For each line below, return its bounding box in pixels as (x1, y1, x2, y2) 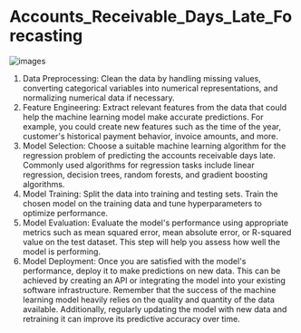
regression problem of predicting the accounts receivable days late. (22, 149, 277, 160)
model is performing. (22, 246, 102, 257)
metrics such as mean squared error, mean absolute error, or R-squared (22, 226, 292, 237)
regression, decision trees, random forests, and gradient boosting (22, 169, 268, 180)
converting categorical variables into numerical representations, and (22, 82, 278, 93)
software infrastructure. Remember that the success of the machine (22, 284, 277, 295)
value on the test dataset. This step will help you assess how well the (22, 236, 281, 247)
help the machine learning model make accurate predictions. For (22, 111, 264, 122)
